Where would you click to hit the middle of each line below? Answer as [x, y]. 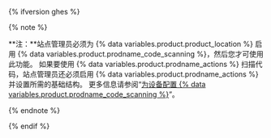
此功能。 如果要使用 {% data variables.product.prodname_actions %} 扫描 [132, 64]
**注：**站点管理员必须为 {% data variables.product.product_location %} [131, 44]
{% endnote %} [34, 111]
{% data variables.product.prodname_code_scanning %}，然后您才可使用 [140, 54]
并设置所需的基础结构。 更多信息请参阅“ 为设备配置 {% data [107, 84]
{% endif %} [29, 126]
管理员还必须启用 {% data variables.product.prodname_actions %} [147, 74]
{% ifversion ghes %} [44, 12]
